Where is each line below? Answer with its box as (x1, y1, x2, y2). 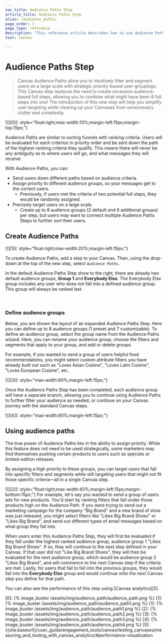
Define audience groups (5, 309, 65, 316)
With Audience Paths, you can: (5, 165, 68, 171)
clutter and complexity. (17, 110, 65, 116)
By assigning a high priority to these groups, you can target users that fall (5, 466, 156, 472)
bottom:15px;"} (5, 491, 36, 497)
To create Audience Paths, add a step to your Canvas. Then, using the (5, 255, 149, 261)
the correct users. (12, 186, 49, 192)
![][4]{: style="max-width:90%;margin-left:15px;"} (5, 412, 108, 418)
